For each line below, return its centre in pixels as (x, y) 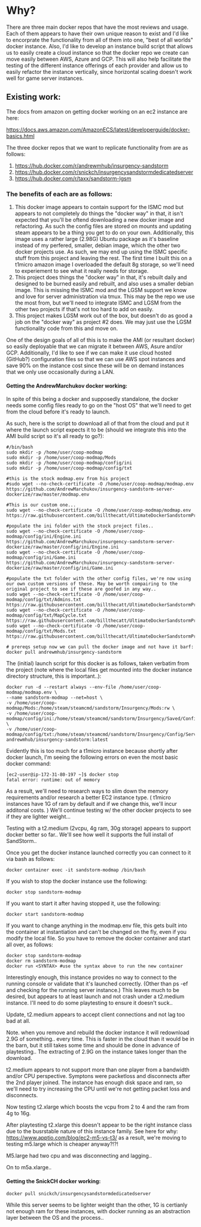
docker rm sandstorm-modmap (41, 961)
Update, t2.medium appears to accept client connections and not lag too (96, 1015)
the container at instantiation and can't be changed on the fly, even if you (96, 932)
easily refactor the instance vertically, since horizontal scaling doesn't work (99, 72)
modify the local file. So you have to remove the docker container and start (98, 939)
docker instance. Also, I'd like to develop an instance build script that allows (100, 46)
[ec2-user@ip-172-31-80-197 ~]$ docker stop (63, 775)
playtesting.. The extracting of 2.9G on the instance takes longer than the (97, 1052)
